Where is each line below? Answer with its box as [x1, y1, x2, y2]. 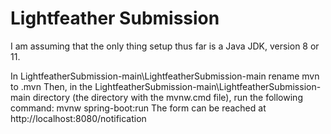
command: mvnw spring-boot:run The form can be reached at [10, 102, 267, 114]
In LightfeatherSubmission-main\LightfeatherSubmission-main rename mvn [10, 70, 320, 82]
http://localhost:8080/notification [10, 112, 147, 124]
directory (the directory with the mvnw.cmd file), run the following [32, 91, 303, 103]
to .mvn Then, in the [10, 80, 93, 92]
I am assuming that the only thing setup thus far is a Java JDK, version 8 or [10, 40, 320, 52]
